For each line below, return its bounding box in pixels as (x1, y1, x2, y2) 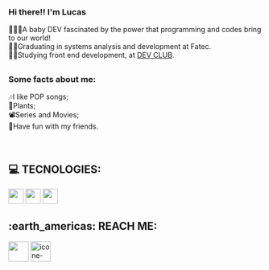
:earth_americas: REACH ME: (8, 219, 158, 233)
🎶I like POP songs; (8, 92, 69, 102)
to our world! (8, 33, 51, 43)
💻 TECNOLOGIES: (8, 163, 101, 177)
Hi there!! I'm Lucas (8, 6, 87, 18)
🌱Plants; (8, 101, 36, 111)
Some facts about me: (8, 73, 97, 84)
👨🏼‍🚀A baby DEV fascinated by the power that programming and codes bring (8, 25, 262, 35)
